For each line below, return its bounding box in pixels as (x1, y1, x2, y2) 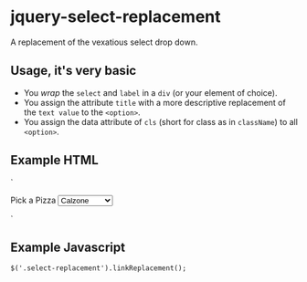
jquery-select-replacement (10, 6, 221, 27)
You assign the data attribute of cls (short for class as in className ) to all (23, 116, 298, 127)
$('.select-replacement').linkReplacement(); (10, 264, 186, 273)
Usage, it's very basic (10, 63, 137, 78)
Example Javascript (10, 239, 126, 255)
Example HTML (10, 152, 99, 168)
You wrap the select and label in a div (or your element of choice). (23, 87, 278, 98)
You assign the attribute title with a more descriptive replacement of (23, 97, 286, 108)
